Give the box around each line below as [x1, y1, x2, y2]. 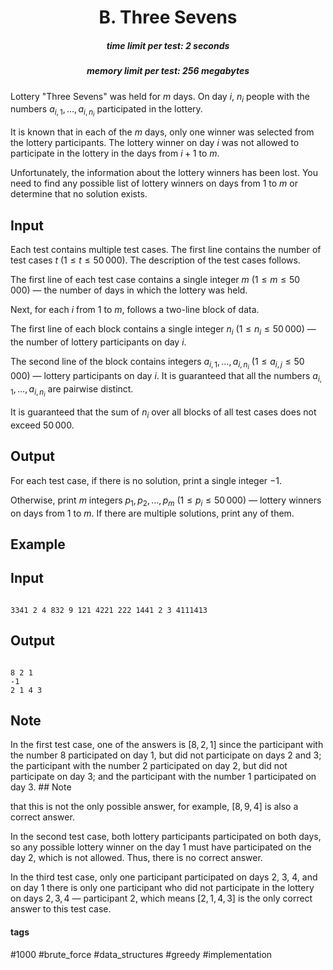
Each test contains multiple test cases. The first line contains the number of [10, 244, 322, 256]
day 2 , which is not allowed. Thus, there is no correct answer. [10, 852, 263, 864]
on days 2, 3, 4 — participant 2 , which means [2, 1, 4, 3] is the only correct [10, 892, 313, 905]
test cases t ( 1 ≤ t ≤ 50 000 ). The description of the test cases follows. [10, 254, 301, 266]
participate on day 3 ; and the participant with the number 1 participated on [10, 771, 317, 783]
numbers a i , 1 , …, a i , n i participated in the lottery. [10, 103, 203, 119]
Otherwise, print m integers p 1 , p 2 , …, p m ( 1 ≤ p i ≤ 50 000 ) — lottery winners [10, 494, 322, 508]
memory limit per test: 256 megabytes [86, 65, 250, 77]
